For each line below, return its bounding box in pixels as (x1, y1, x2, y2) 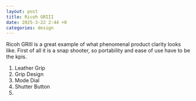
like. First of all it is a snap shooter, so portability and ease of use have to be (6, 47, 190, 54)
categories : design (6, 25, 54, 31)
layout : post (6, 8, 38, 15)
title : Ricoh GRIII (6, 14, 54, 20)
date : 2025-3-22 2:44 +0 (6, 19, 67, 25)
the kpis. (6, 53, 28, 60)
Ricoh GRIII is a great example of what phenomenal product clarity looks (6, 41, 181, 48)
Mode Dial (14, 77, 40, 84)
